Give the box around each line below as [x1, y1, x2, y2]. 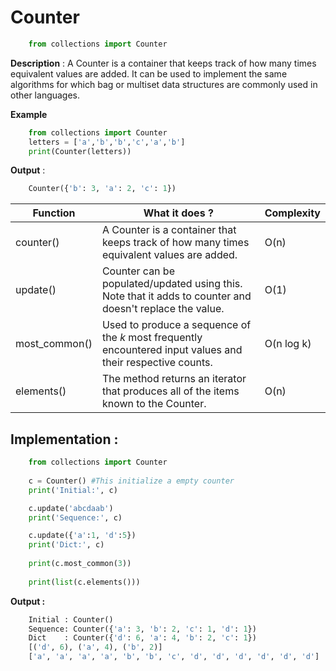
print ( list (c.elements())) [28, 577, 141, 587]
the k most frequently [101, 331, 203, 345]
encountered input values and [101, 343, 243, 357]
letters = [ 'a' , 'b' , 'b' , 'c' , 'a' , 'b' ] [28, 137, 186, 147]
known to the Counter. [101, 397, 207, 411]
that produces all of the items [101, 384, 240, 398]
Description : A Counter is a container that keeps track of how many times [10, 57, 317, 69]
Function [32, 206, 76, 220]
